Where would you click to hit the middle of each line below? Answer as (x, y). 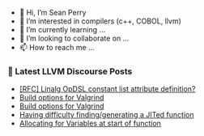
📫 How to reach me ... (57, 47)
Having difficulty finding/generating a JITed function (106, 115)
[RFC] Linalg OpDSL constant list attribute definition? (107, 89)
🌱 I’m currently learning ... (62, 30)
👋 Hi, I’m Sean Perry (53, 13)
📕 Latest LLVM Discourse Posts (70, 71)
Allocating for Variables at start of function (90, 123)
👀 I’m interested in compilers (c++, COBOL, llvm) (100, 21)
